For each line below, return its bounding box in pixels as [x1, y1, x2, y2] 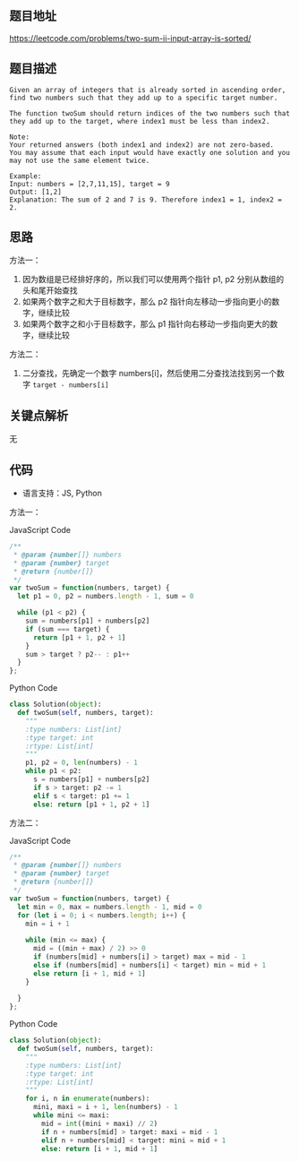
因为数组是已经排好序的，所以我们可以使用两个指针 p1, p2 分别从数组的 [21, 274, 285, 285]
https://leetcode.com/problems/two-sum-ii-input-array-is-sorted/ [9, 32, 252, 43]
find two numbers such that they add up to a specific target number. [9, 93, 278, 102]
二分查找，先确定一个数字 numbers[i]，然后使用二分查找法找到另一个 [21, 368, 278, 379]
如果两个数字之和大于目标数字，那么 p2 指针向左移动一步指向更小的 [21, 297, 272, 307]
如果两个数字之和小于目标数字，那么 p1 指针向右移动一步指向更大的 [21, 319, 270, 330]
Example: [9, 171, 42, 181]
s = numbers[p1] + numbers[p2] [32, 775, 150, 784]
